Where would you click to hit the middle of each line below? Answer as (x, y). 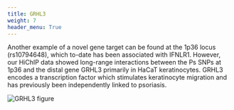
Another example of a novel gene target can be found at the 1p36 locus (112, 48)
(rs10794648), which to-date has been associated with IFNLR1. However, (114, 55)
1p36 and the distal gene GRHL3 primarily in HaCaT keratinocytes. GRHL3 (115, 70)
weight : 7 (22, 21)
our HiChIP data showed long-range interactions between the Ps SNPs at (115, 62)
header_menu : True (34, 27)
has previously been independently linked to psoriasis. (87, 85)
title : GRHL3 (27, 14)
